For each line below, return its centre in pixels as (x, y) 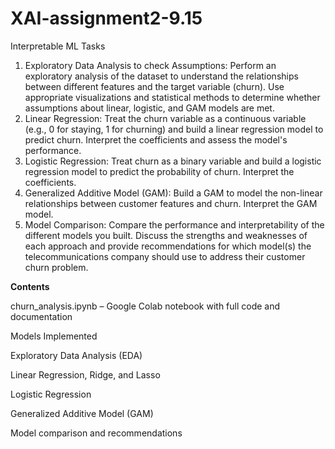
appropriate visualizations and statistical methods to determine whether (172, 97)
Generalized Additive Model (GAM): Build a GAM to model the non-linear (173, 193)
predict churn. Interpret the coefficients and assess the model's (156, 139)
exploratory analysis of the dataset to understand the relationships (161, 76)
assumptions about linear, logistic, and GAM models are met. (149, 108)
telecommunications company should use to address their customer (165, 256)
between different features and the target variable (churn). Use (154, 86)
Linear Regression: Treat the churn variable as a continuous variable (165, 118)
